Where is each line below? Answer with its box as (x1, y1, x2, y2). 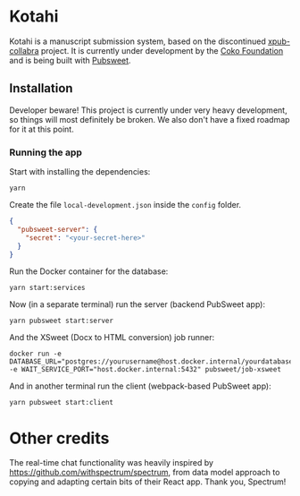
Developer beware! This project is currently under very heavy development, (9, 105, 287, 115)
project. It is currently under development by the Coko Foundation (40, 45, 284, 56)
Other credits (9, 428, 110, 449)
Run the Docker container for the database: (9, 266, 169, 277)
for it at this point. (9, 124, 74, 134)
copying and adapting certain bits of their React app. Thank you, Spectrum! (9, 476, 287, 487)
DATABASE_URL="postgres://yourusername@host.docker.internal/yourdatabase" (9, 357, 297, 366)
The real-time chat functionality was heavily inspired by (9, 458, 214, 468)
